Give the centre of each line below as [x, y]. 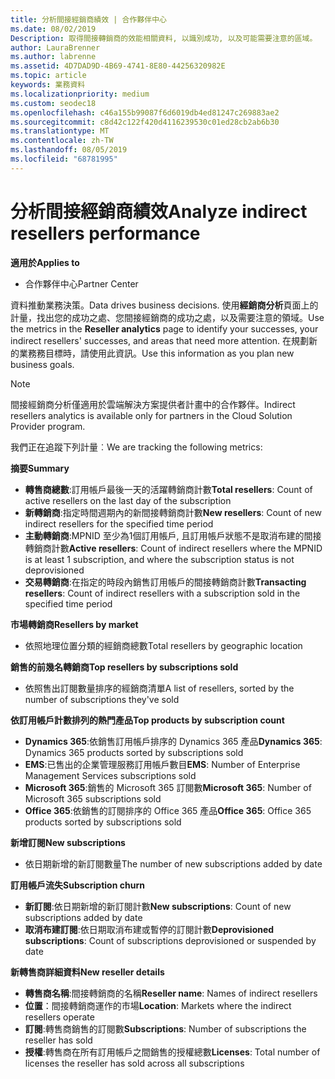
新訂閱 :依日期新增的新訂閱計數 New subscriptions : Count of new [158, 906]
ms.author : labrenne [53, 57]
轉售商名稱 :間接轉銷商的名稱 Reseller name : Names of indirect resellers [171, 993]
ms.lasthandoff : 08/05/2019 [69, 150]
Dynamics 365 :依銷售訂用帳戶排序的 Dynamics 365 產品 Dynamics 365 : [173, 741]
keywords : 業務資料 [48, 85]
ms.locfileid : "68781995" [64, 159]
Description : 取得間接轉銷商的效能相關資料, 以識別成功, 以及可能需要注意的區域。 [164, 38]
